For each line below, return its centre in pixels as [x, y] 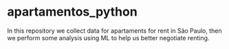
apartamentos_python [72, 12]
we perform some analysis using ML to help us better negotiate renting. [108, 37]
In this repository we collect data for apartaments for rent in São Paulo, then [115, 31]
